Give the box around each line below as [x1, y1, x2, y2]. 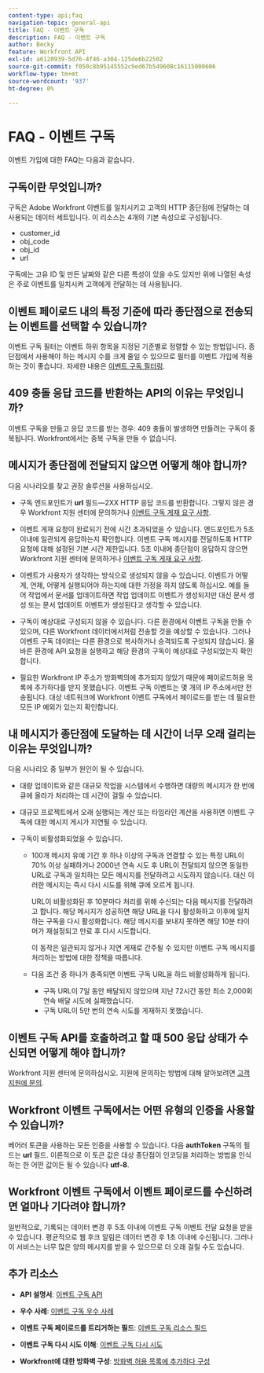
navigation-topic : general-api [8, 19, 111, 27]
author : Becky [8, 41, 55, 49]
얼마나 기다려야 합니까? [20, 1200, 126, 1213]
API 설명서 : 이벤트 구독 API [19, 1290, 103, 1299]
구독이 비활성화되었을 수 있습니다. [19, 834, 123, 843]
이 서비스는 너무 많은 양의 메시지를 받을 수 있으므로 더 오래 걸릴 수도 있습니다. [8, 1242, 245, 1251]
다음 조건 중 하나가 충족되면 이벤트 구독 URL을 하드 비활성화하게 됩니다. [31, 970, 250, 979]
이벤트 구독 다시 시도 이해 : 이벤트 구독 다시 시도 [19, 1339, 163, 1349]
